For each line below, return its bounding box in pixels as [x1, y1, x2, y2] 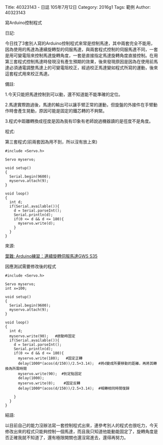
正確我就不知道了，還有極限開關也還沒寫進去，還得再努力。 [9, 435, 129, 440]
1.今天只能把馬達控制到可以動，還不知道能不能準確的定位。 [5, 91, 123, 97]
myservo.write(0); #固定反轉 [17, 381, 81, 386]
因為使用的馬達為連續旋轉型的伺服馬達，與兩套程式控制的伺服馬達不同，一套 [5, 47, 158, 52]
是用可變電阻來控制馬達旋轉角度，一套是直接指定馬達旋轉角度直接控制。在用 [5, 53, 158, 58]
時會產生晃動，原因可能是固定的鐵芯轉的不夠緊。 [9, 108, 107, 113]
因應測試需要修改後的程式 [5, 264, 56, 269]
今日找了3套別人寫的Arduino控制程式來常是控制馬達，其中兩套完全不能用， [5, 40, 155, 46]
